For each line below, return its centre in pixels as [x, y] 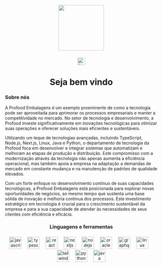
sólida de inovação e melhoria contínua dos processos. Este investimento [78, 199]
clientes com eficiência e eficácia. [39, 214]
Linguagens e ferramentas [81, 227]
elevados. [15, 174]
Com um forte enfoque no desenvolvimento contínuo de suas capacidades [79, 184]
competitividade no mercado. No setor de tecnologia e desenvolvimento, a [79, 118]
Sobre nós [17, 98]
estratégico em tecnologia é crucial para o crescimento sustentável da [75, 204]
